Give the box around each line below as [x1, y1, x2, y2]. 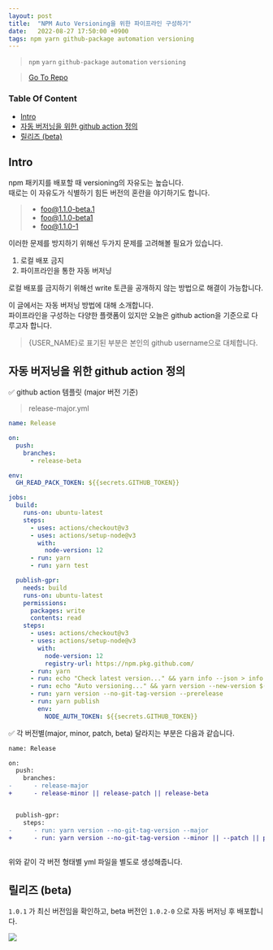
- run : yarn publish [29, 697, 100, 706]
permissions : [23, 599, 67, 607]
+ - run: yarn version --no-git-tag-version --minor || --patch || [8, 834, 260, 842]
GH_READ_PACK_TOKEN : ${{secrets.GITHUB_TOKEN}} [15, 479, 180, 487]
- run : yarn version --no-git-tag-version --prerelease [29, 690, 223, 698]
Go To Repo [28, 72, 68, 82]
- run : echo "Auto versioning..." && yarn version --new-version [29, 682, 256, 691]
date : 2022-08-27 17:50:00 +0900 [8, 27, 129, 35]
